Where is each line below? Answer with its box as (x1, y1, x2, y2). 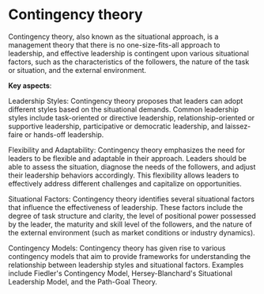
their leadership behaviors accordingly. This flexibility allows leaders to (8, 170, 239, 180)
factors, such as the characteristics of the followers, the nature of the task (8, 57, 250, 67)
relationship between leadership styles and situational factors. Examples (8, 260, 244, 269)
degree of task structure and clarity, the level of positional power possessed (8, 211, 257, 220)
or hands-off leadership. (25, 129, 104, 139)
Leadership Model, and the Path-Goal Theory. (8, 277, 158, 286)
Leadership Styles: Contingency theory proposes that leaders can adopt (8, 96, 243, 105)
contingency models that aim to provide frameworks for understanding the (8, 251, 251, 261)
